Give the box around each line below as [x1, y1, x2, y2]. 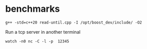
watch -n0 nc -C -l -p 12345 [5, 39, 70, 44]
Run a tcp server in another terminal [5, 29, 80, 35]
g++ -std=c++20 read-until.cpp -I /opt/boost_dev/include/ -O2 [5, 20, 142, 25]
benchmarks [5, 3, 60, 15]
